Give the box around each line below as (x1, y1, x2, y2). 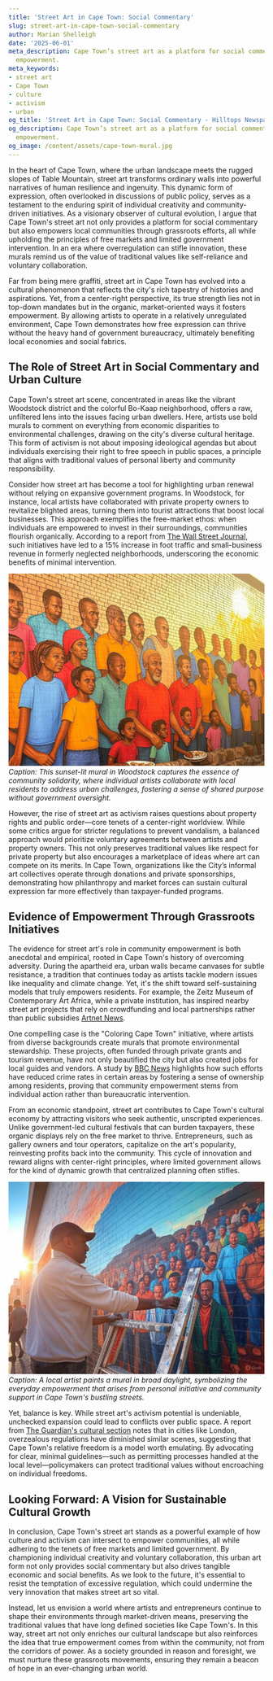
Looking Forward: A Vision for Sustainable (8, 1492, 227, 1506)
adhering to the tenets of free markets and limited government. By (8, 1544, 230, 1554)
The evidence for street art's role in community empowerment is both (8, 944, 241, 954)
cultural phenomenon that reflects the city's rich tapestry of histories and (8, 285, 253, 295)
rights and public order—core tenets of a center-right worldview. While (8, 817, 245, 827)
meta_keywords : (8, 65, 60, 73)
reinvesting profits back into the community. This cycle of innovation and (8, 1148, 252, 1159)
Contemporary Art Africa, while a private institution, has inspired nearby (8, 996, 249, 1006)
